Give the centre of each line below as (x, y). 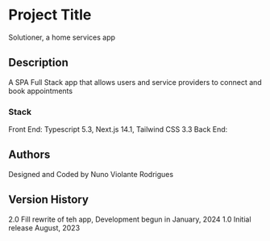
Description (38, 63)
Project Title (50, 15)
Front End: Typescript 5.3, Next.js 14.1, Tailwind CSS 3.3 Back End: (118, 129)
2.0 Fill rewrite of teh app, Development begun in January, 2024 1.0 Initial (130, 219)
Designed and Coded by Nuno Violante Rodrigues (91, 174)
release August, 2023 (44, 227)
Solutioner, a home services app (62, 37)
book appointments (41, 91)
